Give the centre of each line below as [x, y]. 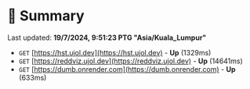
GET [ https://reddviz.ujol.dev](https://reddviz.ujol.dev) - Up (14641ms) [131, 61]
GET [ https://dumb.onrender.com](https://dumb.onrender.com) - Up [127, 69]
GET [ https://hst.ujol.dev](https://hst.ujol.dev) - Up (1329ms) [115, 52]
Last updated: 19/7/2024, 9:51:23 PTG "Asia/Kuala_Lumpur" [107, 37]
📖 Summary [46, 16]
